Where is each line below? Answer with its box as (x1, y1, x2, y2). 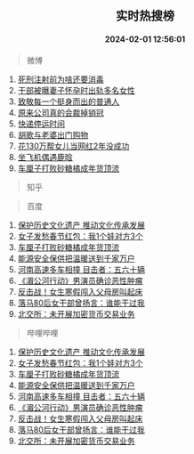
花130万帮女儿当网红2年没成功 (17, 141, 130, 151)
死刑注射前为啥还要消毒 (17, 74, 104, 85)
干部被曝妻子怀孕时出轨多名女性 (17, 85, 135, 95)
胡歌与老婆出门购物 (17, 129, 89, 140)
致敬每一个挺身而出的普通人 (17, 96, 120, 107)
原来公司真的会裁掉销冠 (17, 107, 104, 118)
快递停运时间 (17, 118, 65, 129)
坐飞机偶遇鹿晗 (17, 151, 73, 162)
